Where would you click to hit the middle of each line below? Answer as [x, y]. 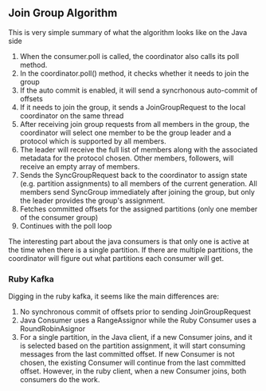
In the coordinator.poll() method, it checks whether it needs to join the [134, 73]
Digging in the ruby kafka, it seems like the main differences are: [114, 296]
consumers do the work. [60, 380]
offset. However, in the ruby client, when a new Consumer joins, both [133, 371]
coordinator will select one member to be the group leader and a [125, 132]
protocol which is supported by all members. [93, 141]
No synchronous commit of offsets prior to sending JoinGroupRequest [135, 312]
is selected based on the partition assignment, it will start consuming [132, 346]
